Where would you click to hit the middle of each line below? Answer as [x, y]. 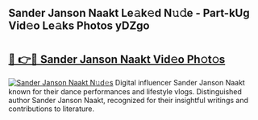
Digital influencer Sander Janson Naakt [180, 83]
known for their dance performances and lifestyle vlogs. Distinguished [125, 91]
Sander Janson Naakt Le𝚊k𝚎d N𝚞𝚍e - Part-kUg [129, 13]
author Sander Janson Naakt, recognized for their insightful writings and [128, 100]
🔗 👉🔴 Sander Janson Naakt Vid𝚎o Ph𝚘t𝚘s [117, 59]
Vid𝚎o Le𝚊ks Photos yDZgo [79, 26]
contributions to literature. [52, 109]
